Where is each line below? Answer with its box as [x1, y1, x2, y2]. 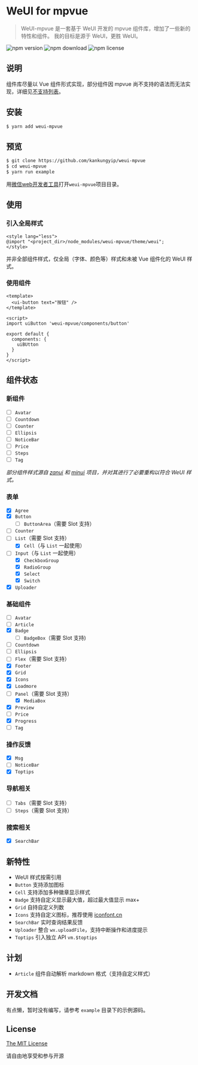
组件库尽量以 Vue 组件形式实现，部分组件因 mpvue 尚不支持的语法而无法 [6, 80, 185, 88]
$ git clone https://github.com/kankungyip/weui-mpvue [6, 158, 146, 164]
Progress [14, 718, 37, 724]
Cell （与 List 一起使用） [23, 542, 86, 549]
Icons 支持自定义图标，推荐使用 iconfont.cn [14, 911, 123, 918]
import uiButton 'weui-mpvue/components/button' [6, 320, 130, 327]
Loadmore [14, 683, 37, 690]
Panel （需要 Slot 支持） [14, 690, 73, 697]
